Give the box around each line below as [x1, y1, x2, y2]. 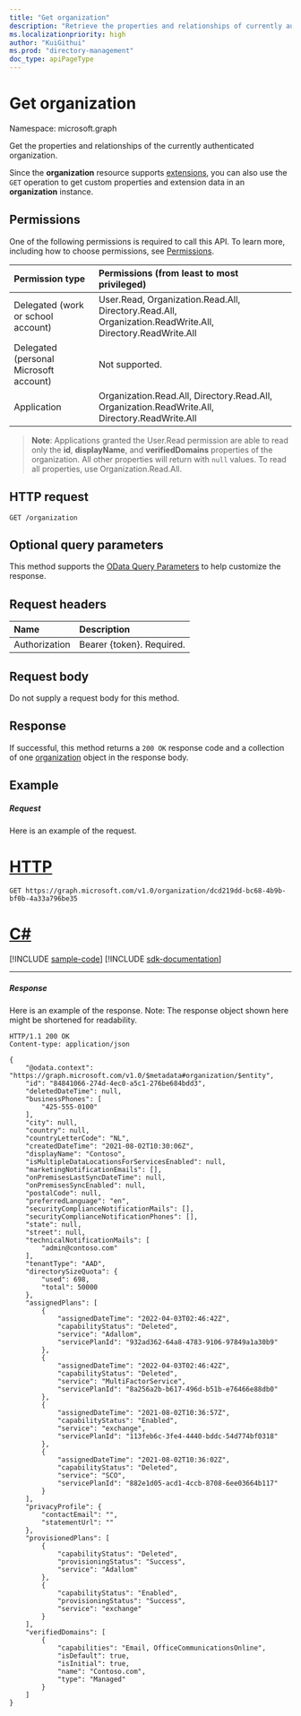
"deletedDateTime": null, [25, 1087, 123, 1096]
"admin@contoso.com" [41, 1244, 118, 1253]
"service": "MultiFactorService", [56, 1377, 186, 1386]
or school [13, 310, 54, 323]
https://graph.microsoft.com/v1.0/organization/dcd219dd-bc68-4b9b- [25, 886, 287, 896]
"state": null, [25, 1220, 82, 1229]
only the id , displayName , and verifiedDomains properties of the [30, 444, 273, 455]
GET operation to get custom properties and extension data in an [9, 177, 245, 187]
